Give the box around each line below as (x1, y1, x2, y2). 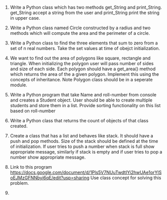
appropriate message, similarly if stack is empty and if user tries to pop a (10, 149, 162, 155)
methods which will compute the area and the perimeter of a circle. (10, 30, 150, 36)
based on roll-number (10, 108, 56, 114)
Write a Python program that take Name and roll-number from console (10, 92, 157, 97)
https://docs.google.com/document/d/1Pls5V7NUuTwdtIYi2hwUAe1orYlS (10, 169, 162, 175)
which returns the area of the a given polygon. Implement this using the (10, 71, 159, 77)
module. (10, 82, 27, 88)
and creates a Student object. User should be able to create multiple (10, 97, 153, 103)
